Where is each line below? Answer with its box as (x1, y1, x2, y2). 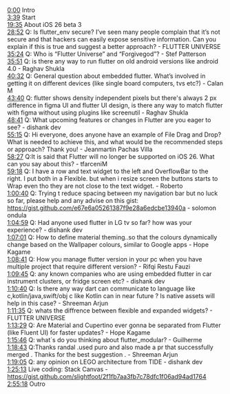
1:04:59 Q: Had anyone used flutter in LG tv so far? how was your (7, 219, 192, 226)
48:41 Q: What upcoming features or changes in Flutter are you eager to (7, 116, 211, 124)
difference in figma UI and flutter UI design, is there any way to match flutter (7, 101, 223, 109)
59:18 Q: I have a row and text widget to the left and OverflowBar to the (7, 167, 209, 175)
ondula (7, 211, 27, 219)
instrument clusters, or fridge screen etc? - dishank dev (7, 277, 165, 285)
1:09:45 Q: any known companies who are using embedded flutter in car (7, 270, 212, 278)
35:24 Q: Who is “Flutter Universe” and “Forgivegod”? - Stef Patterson (7, 50, 207, 58)
